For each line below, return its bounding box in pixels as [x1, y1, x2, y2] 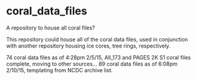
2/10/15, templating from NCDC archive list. [6, 66, 113, 73]
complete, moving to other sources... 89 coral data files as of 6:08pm [6, 60, 178, 67]
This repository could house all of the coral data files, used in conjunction [6, 35, 188, 43]
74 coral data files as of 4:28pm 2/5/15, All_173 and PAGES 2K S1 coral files [6, 54, 191, 61]
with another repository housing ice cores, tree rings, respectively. [6, 42, 171, 49]
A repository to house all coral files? [6, 24, 95, 31]
